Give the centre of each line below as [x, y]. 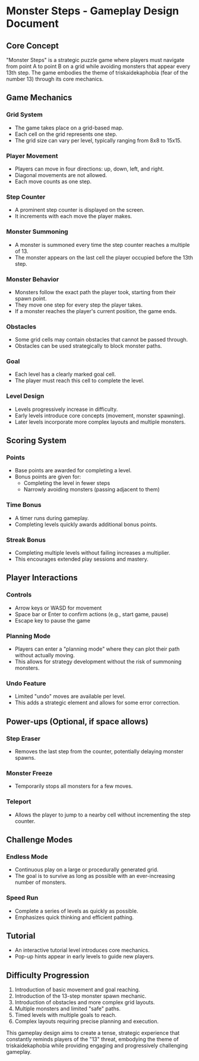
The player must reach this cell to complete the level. [79, 381]
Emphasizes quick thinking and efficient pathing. [74, 917]
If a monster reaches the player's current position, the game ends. [96, 311]
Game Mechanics [39, 98]
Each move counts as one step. [53, 181]
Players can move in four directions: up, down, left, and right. [89, 169]
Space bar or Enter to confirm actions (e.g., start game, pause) [91, 614]
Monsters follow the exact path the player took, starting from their [95, 292]
